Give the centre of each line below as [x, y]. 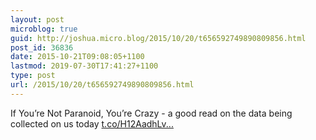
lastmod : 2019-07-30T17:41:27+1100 [84, 66]
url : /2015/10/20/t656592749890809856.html [102, 85]
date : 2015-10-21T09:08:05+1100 [77, 57]
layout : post [37, 19]
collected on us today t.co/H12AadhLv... [92, 123]
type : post [33, 76]
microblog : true [44, 29]
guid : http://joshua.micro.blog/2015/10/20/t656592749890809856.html [158, 38]
